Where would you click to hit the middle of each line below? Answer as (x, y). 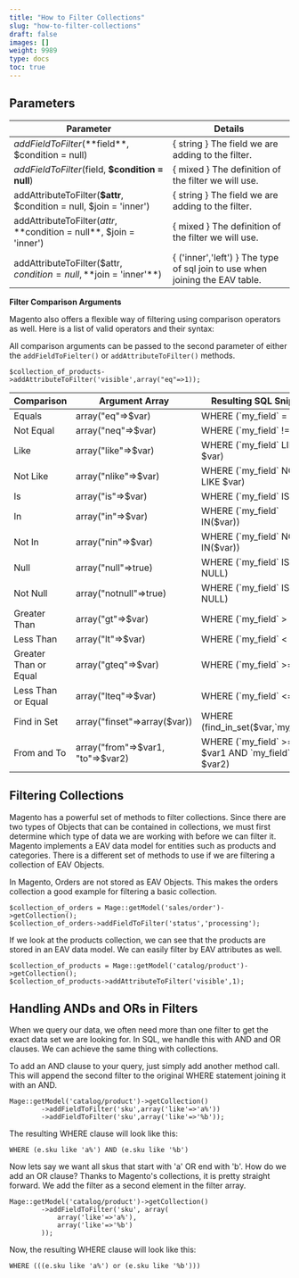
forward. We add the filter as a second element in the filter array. (128, 1186)
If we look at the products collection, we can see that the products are (137, 940)
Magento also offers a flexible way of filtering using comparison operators (145, 319)
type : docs (29, 59)
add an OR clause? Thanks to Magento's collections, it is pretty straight (140, 1176)
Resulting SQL (242, 401)
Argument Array (134, 401)
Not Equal (34, 430)
